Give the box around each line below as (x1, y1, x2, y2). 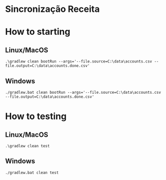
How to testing (5, 111, 67, 122)
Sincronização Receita (5, 3, 100, 15)
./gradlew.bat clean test (5, 170, 59, 175)
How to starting (5, 26, 71, 38)
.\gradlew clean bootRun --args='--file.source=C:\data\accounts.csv (5, 59, 153, 64)
